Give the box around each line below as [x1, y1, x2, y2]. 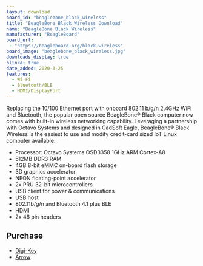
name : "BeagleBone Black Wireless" [6, 26, 96, 32]
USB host [15, 194, 39, 201]
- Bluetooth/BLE [12, 83, 53, 89]
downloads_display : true [6, 54, 69, 60]
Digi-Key [15, 247, 38, 254]
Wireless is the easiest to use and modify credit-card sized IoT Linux [6, 130, 178, 137]
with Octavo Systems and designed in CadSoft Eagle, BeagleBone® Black [6, 124, 190, 131]
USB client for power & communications [15, 187, 115, 194]
